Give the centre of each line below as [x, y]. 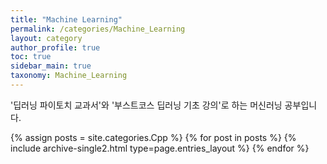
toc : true [31, 57]
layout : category [46, 38]
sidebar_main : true [51, 66]
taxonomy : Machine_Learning [69, 76]
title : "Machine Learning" [66, 19]
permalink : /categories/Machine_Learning [98, 29]
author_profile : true [55, 47]
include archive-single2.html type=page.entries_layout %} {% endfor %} [160, 148]
